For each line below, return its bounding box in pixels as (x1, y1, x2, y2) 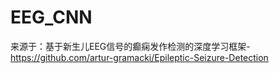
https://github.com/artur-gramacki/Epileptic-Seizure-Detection (10, 51, 269, 63)
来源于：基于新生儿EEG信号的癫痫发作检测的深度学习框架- (10, 40, 251, 52)
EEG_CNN (10, 6, 93, 29)
